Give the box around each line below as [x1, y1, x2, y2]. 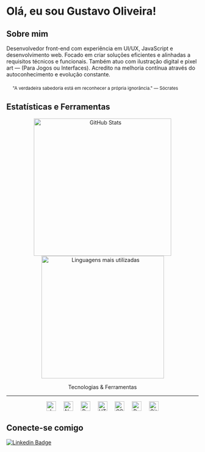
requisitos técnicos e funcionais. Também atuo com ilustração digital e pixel [6, 58, 197, 65]
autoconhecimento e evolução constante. [6, 71, 111, 78]
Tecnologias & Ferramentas [68, 383, 137, 390]
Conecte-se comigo [6, 423, 84, 433]
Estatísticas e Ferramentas [6, 102, 110, 112]
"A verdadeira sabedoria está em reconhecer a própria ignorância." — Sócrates [12, 85, 179, 91]
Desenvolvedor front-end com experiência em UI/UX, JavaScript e [6, 45, 173, 52]
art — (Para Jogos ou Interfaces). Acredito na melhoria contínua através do [6, 64, 195, 71]
